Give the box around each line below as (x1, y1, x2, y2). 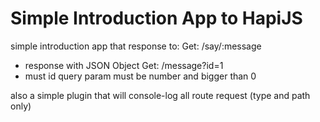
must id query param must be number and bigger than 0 (24, 70, 257, 82)
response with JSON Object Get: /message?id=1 (24, 59, 224, 71)
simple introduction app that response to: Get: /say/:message (10, 40, 262, 52)
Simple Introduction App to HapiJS (10, 7, 303, 30)
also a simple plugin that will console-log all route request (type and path (10, 89, 311, 101)
